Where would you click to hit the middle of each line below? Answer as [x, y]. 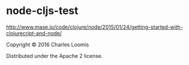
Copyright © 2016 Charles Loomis [48, 45]
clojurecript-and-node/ [34, 33]
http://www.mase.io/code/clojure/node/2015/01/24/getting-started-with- [94, 27]
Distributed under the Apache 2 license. [55, 56]
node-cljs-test [42, 11]
